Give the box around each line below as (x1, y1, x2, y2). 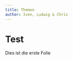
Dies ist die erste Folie (5, 50, 51, 56)
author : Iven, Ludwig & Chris (5, 12, 68, 17)
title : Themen (5, 7, 35, 12)
